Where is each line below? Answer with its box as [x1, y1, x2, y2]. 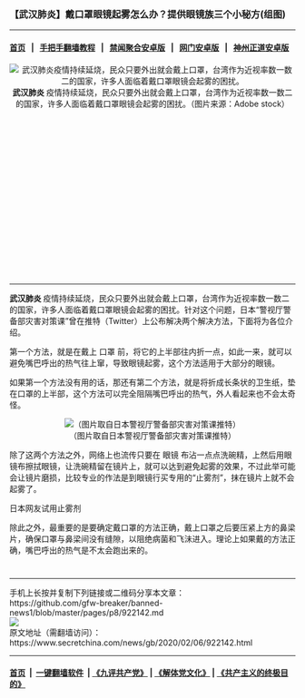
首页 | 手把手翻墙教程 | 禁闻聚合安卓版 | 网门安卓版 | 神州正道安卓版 [9, 42, 290, 53]
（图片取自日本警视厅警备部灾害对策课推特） [69, 429, 236, 441]
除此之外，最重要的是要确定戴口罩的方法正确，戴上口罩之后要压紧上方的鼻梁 [9, 522, 296, 533]
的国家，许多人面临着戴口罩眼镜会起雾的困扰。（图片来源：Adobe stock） [15, 98, 290, 109]
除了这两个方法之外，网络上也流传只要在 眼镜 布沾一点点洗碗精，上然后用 [9, 449, 284, 460]
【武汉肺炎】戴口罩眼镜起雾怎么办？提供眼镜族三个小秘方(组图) [9, 7, 286, 20]
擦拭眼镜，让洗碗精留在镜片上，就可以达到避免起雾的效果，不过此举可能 [25, 460, 296, 471]
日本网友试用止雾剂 [9, 502, 82, 514]
